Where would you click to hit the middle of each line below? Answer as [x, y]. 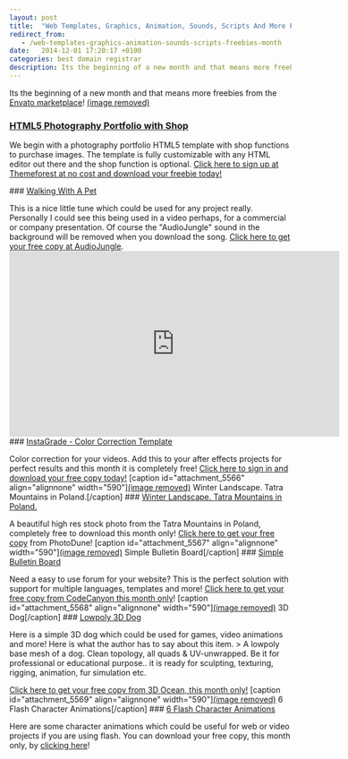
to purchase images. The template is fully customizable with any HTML [140, 155]
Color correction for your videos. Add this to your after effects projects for [146, 459]
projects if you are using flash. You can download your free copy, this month [150, 736]
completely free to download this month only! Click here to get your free [142, 533]
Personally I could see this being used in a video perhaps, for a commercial [148, 218]
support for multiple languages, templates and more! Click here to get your [147, 589]
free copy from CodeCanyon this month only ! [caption [109, 598]
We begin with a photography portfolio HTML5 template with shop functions [149, 145]
